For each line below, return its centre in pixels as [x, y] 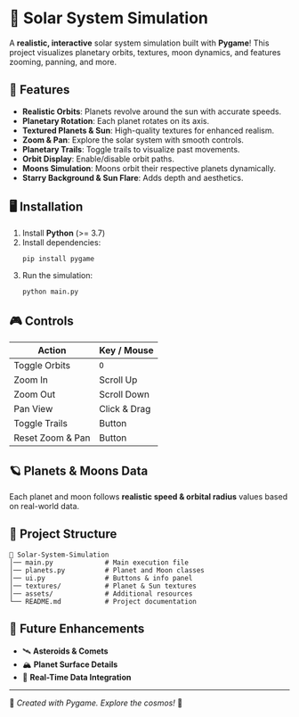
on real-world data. [44, 506]
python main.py [50, 292]
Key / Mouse [126, 350]
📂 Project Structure [63, 534]
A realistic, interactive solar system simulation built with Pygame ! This [139, 43]
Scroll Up [118, 380]
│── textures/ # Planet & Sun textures [103, 586]
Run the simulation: [57, 276]
